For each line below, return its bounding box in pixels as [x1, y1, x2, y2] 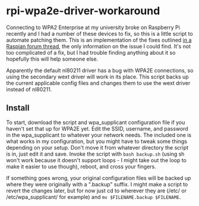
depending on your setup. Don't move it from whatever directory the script [6, 144, 189, 151]
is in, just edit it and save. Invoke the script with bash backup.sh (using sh [6, 150, 185, 157]
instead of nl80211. [6, 85, 52, 93]
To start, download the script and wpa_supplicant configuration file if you [6, 119, 185, 126]
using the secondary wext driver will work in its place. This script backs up [6, 73, 189, 80]
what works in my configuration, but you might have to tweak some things [6, 138, 187, 145]
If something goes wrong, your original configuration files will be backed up [6, 174, 191, 182]
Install [6, 103, 30, 113]
